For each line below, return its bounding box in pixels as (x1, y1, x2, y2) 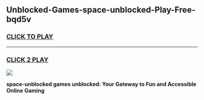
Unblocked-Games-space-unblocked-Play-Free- (6, 5, 196, 15)
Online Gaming (6, 87, 45, 94)
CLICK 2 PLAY (6, 55, 49, 64)
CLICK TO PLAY (6, 33, 53, 41)
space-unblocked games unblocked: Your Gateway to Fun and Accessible (6, 80, 197, 87)
